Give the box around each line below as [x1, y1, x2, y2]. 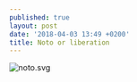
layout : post [9, 21, 58, 30]
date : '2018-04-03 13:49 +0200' [9, 29, 130, 38]
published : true [9, 12, 70, 22]
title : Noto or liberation [9, 37, 110, 47]
